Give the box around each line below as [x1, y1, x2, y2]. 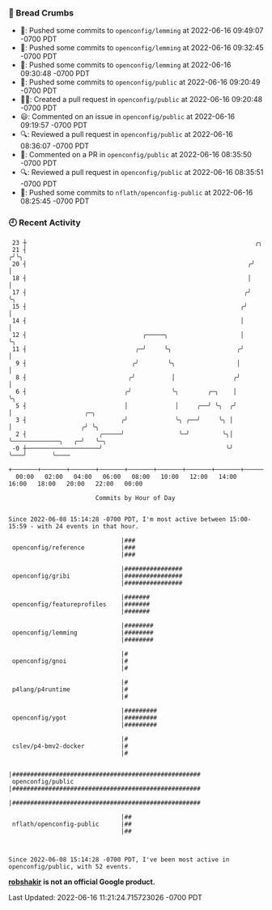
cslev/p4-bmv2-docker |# [11, 741, 129, 750]
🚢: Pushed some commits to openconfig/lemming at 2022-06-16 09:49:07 [19, 26, 264, 36]
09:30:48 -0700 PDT [19, 69, 91, 79]
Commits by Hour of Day [95, 493, 176, 502]
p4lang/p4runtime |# [11, 685, 129, 694]
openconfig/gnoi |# [11, 656, 129, 665]
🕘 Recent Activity [8, 217, 81, 229]
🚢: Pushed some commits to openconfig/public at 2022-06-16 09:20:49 [19, 77, 261, 88]
